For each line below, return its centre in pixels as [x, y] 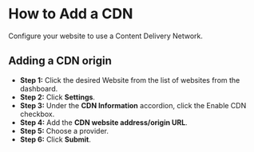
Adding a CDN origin [60, 61]
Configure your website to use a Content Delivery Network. [106, 36]
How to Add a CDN [71, 14]
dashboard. [39, 88]
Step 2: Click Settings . [58, 97]
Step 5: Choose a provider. [64, 131]
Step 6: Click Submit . [56, 139]
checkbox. [37, 114]
